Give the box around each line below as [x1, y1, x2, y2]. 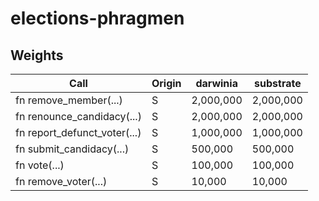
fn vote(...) [15, 158, 65, 172]
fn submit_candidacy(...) [15, 142, 130, 156]
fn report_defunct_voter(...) [15, 126, 142, 139]
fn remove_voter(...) [15, 175, 108, 188]
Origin [151, 77, 182, 90]
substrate [254, 77, 302, 90]
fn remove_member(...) [15, 93, 123, 107]
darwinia [195, 77, 238, 90]
